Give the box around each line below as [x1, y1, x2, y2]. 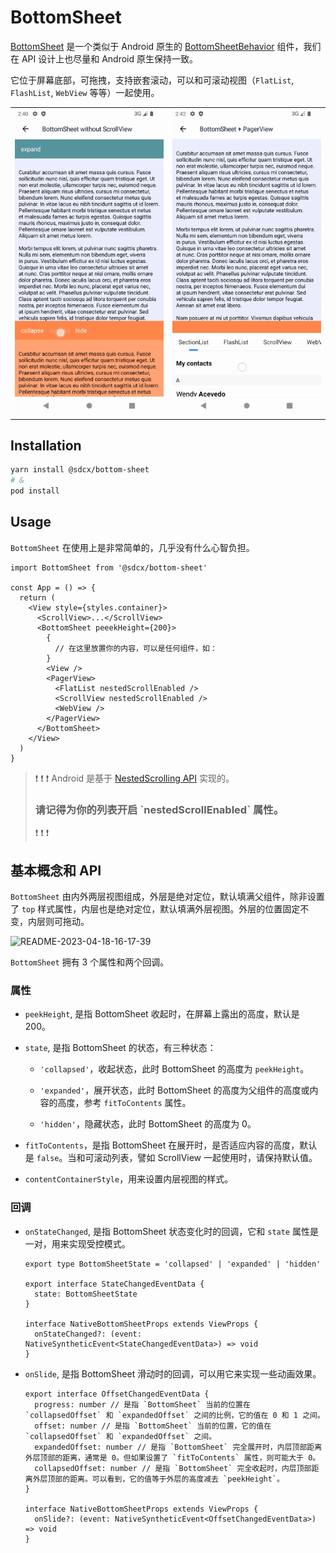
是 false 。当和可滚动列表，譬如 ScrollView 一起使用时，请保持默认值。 [24, 1152, 318, 1164]
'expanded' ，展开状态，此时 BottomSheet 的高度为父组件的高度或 [39, 1084, 310, 1096]
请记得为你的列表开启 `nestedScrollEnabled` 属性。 [34, 802, 285, 816]
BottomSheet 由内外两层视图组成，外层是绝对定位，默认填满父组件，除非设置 [10, 890, 325, 902]
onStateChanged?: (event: [34, 1329, 142, 1339]
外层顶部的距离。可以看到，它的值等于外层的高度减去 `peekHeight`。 [32, 1474, 285, 1484]
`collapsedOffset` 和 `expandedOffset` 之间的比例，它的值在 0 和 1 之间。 [24, 1410, 325, 1420]
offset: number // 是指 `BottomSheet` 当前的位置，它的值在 [34, 1421, 272, 1431]
